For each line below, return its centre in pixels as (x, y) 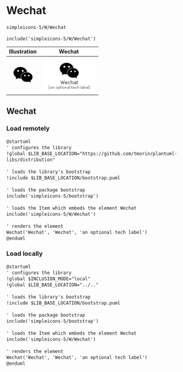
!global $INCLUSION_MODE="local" (48, 279)
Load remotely (28, 128)
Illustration (23, 51)
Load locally (25, 253)
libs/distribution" (31, 160)
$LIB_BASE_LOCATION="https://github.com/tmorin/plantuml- (103, 154)
